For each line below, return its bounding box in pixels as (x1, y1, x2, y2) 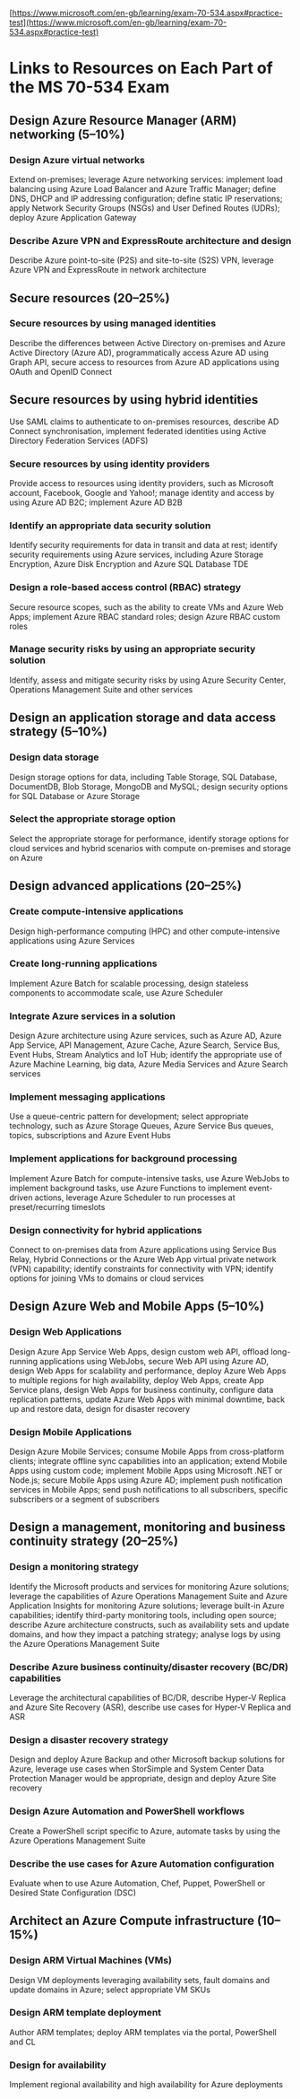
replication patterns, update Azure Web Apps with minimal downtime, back (9, 1394, 285, 1405)
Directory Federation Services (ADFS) (9, 435, 149, 446)
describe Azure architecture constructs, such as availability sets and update (9, 1619, 289, 1630)
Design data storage (9, 751, 99, 763)
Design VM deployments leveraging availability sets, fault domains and (9, 1974, 270, 1985)
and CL (9, 2036, 36, 2047)
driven (9, 1192, 33, 1203)
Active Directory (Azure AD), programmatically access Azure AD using (9, 347, 269, 358)
